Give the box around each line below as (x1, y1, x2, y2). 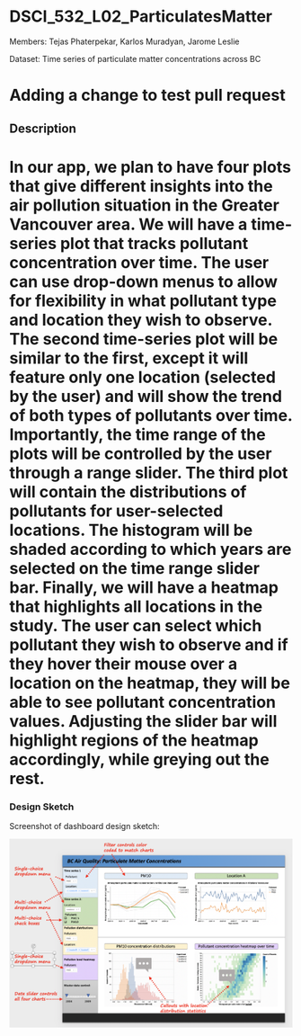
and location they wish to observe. (9, 309, 272, 330)
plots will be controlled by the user (9, 443, 272, 464)
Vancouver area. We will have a (9, 214, 248, 235)
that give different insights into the (9, 175, 273, 196)
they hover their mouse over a (9, 654, 238, 674)
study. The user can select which (9, 615, 262, 636)
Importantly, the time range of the (9, 424, 267, 444)
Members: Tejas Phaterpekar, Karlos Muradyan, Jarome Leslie (9, 36, 240, 47)
